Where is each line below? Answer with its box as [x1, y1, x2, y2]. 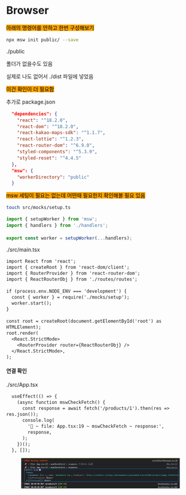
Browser [6, 4, 49, 17]
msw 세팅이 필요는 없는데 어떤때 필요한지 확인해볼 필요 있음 [6, 192, 145, 199]
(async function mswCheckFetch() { [17, 399, 106, 405]
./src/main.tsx [6, 246, 40, 253]
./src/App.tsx [6, 381, 38, 388]
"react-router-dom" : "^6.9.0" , [17, 142, 95, 148]
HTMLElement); [6, 324, 42, 330]
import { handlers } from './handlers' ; [6, 223, 109, 229]
